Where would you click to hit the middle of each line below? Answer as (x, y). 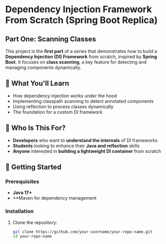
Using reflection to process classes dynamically (63, 106)
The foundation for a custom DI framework (57, 112)
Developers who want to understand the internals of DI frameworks (85, 140)
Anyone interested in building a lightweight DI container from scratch (87, 151)
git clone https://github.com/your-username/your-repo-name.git (82, 232)
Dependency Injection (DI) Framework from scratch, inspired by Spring (81, 57)
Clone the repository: (35, 222)
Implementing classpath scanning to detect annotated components (83, 101)
